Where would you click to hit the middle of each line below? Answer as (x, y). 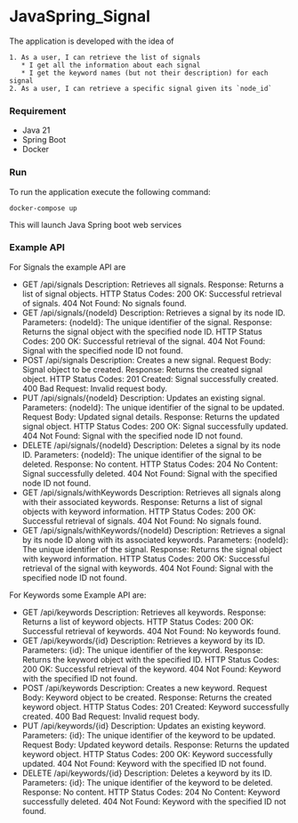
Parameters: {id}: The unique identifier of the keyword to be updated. (149, 735)
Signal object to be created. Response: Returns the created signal (142, 369)
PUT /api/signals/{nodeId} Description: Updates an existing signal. (143, 397)
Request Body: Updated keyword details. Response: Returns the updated (156, 745)
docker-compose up (43, 208)
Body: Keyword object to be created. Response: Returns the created (147, 697)
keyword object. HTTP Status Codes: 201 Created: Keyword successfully (156, 706)
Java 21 (36, 130)
